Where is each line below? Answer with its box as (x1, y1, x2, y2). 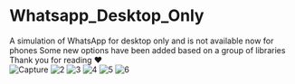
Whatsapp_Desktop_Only (9, 5, 205, 26)
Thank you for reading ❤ (9, 54, 102, 65)
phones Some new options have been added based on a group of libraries (9, 44, 286, 55)
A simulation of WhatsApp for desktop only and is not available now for (9, 35, 274, 46)
